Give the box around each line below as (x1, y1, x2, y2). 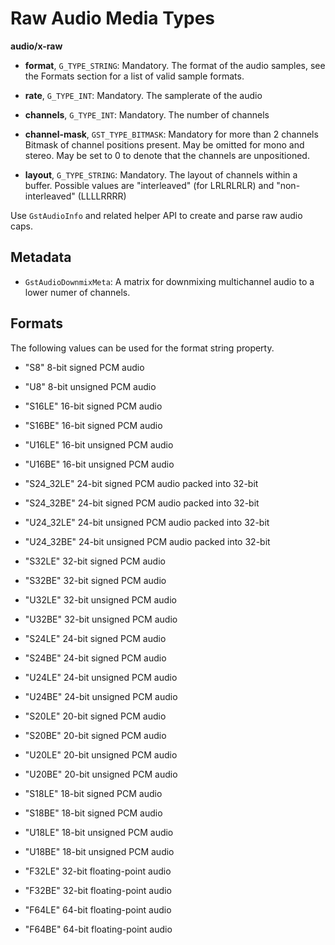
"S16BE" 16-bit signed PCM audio (24, 419, 163, 431)
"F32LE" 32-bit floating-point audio (24, 865, 172, 877)
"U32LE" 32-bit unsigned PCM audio (24, 593, 177, 606)
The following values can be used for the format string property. (10, 342, 275, 354)
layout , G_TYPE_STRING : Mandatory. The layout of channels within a (24, 168, 298, 181)
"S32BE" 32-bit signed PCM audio (24, 574, 167, 586)
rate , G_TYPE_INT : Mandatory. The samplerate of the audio (24, 89, 263, 101)
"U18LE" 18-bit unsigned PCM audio (24, 826, 174, 838)
